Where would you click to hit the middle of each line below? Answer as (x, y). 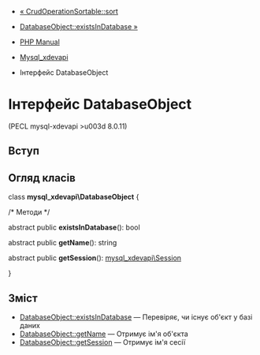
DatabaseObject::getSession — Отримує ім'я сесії (102, 342)
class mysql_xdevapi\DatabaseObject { (74, 197)
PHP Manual (40, 42)
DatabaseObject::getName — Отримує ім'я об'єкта (104, 334)
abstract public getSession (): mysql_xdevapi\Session (95, 258)
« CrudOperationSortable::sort (69, 11)
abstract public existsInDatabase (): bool (74, 227)
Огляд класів (42, 178)
